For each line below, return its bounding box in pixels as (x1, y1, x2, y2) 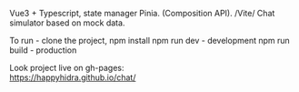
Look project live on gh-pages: (9, 63, 125, 73)
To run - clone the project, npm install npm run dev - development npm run (9, 36, 291, 46)
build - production (9, 45, 77, 56)
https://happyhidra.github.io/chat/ (9, 72, 136, 83)
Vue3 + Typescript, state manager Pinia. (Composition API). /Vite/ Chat (9, 8, 275, 18)
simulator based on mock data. (9, 17, 125, 28)
